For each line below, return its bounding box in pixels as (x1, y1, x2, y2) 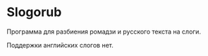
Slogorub (6, 4, 62, 20)
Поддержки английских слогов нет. (6, 41, 114, 49)
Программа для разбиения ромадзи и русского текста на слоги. (6, 27, 202, 36)
